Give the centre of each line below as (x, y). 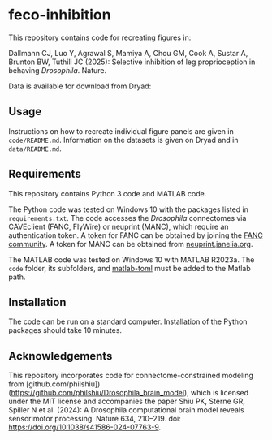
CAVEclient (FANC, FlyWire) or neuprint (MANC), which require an (119, 226)
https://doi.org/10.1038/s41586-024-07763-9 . (85, 427)
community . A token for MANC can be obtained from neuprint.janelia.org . (131, 244)
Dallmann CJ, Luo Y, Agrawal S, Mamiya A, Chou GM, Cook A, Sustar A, (128, 53)
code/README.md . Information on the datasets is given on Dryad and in (123, 140)
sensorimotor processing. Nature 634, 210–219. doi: (95, 419)
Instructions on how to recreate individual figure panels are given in (121, 131)
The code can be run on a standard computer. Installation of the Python (128, 321)
